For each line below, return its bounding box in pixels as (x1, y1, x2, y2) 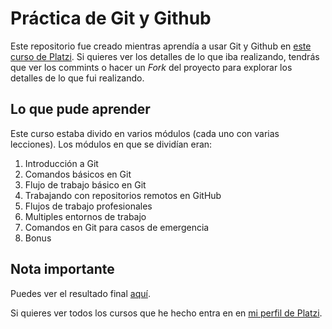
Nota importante (10, 261, 115, 278)
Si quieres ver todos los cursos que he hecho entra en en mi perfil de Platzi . (10, 307, 323, 319)
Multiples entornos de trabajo (24, 210, 147, 222)
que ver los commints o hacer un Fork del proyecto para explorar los (10, 61, 293, 73)
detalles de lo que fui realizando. (10, 72, 145, 84)
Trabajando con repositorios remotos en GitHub (24, 189, 222, 201)
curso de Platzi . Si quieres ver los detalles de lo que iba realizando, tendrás (10, 50, 320, 62)
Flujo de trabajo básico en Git (24, 178, 147, 191)
